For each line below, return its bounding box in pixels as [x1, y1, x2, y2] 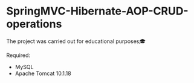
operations [6, 17, 62, 31]
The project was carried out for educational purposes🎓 [6, 38, 146, 45]
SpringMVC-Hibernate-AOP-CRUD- [6, 4, 189, 18]
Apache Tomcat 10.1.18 [15, 70, 71, 77]
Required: [6, 51, 31, 59]
